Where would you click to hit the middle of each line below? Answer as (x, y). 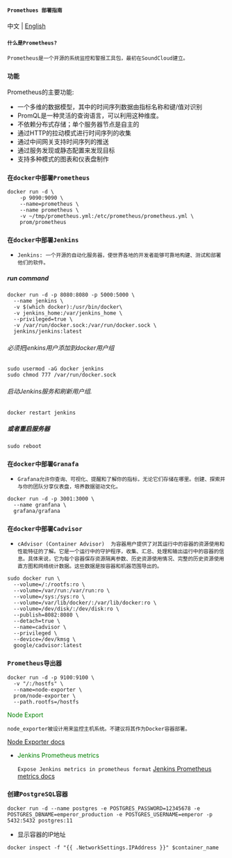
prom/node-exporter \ (45, 696)
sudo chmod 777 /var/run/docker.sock (62, 375)
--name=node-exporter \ (48, 690)
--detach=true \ (37, 621)
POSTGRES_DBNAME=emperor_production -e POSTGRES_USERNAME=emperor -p (110, 814)
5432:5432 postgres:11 (40, 820)
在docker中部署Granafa (43, 464)
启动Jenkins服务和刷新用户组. (50, 391)
